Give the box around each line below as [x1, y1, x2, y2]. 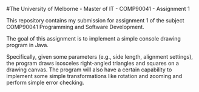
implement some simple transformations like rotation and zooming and [6, 73, 183, 79]
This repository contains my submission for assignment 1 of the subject [6, 17, 184, 24]
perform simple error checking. [6, 79, 84, 86]
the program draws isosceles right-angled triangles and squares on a [6, 60, 179, 67]
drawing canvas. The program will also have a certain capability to [6, 66, 172, 73]
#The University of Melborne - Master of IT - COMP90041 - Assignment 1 [6, 5, 190, 12]
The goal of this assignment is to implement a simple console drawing [6, 35, 181, 42]
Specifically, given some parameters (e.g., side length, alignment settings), [6, 53, 193, 60]
